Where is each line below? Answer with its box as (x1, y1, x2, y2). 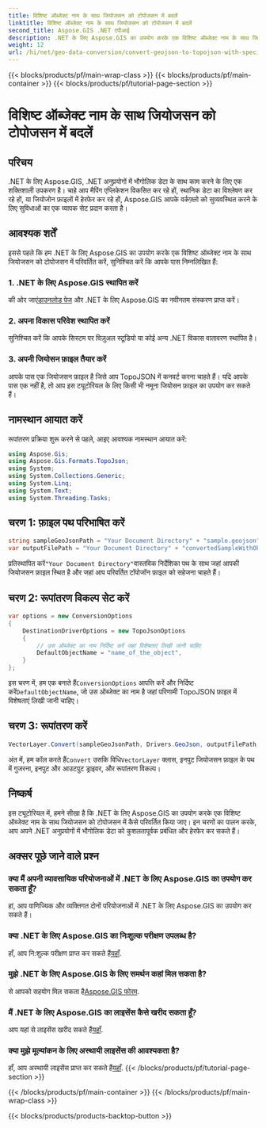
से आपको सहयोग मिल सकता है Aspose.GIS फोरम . (8, 986, 140, 996)
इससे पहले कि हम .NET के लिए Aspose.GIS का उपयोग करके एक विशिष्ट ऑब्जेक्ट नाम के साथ (8, 247, 252, 258)
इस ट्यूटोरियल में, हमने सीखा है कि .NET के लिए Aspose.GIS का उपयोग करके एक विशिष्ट (8, 808, 241, 817)
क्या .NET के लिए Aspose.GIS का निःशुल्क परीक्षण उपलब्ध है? (8, 931, 196, 942)
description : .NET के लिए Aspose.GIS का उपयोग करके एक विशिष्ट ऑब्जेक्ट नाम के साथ (8, 33, 249, 42)
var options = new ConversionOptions (8, 612, 133, 621)
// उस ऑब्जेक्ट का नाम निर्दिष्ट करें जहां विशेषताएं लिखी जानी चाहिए (36, 641, 201, 650)
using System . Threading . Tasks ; (8, 494, 112, 502)
